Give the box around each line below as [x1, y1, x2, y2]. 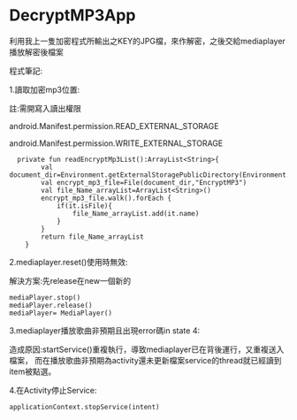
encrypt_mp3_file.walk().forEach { [41, 194, 172, 202]
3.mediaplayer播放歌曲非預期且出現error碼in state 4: [9, 325, 201, 336]
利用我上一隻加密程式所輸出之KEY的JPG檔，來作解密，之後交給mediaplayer [9, 35, 286, 46]
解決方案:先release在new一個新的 [9, 275, 131, 286]
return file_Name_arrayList [41, 232, 144, 241]
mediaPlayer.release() [9, 301, 93, 309]
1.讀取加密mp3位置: [9, 84, 80, 95]
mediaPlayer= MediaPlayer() [9, 309, 113, 317]
